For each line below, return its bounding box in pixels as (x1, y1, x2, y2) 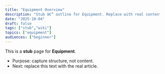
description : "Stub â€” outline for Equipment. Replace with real (5, 12, 144, 17)
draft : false (5, 21, 32, 26)
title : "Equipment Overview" (5, 7, 65, 12)
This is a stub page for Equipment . (5, 48, 76, 54)
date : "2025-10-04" (5, 16, 45, 21)
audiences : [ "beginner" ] (5, 35, 56, 40)
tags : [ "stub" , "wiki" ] (5, 26, 52, 31)
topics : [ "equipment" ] (5, 30, 52, 35)
